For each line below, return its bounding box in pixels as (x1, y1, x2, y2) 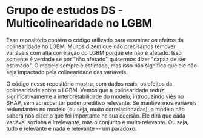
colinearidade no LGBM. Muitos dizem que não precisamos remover (6, 43, 176, 50)
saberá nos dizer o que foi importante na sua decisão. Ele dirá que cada (6, 112, 186, 119)
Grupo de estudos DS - (6, 4, 123, 17)
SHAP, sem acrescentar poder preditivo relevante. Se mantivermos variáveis (6, 99, 197, 106)
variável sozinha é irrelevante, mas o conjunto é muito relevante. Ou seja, (6, 118, 189, 125)
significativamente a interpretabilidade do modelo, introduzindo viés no (6, 93, 184, 100)
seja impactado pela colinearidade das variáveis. (6, 68, 128, 75)
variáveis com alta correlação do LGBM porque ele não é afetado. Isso (6, 49, 182, 56)
